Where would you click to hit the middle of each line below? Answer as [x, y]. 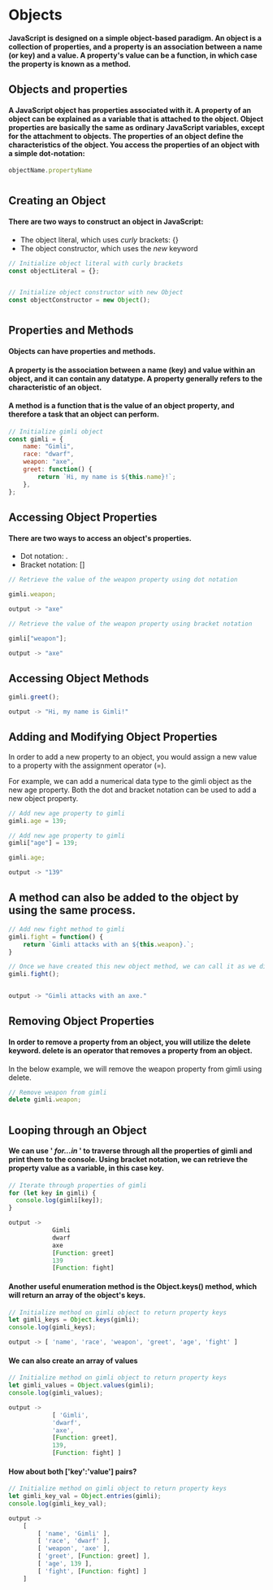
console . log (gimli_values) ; [56, 1393]
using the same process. [72, 910]
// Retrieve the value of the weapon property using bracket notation [130, 624]
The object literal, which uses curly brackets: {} [99, 240]
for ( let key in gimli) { [52, 1193]
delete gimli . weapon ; [45, 1100]
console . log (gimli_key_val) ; [58, 1503]
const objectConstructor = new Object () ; [80, 300]
